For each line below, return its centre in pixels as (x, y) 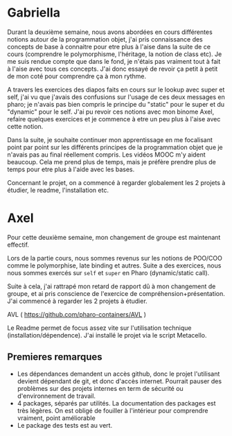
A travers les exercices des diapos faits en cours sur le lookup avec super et (116, 89)
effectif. (18, 245)
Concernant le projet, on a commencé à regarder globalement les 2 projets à (116, 182)
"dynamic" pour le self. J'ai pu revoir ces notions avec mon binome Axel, (111, 112)
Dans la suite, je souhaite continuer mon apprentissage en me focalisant (110, 139)
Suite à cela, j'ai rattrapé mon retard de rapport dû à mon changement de (111, 286)
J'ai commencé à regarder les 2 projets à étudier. (77, 301)
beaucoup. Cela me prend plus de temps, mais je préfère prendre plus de (111, 162)
